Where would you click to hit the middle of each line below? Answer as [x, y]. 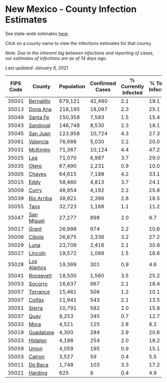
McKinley [40, 150]
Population [72, 86]
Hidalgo [38, 340]
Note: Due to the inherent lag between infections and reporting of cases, [80, 53]
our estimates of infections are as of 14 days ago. [56, 58]
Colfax [36, 300]
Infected [132, 92]
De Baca [39, 365]
